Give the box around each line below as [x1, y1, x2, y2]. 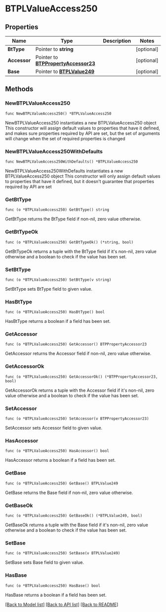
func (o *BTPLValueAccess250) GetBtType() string [5, 207, 110, 212]
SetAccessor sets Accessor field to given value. [5, 425, 103, 431]
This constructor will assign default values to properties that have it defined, [5, 125, 161, 131]
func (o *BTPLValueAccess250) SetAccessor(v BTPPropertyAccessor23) [5, 416, 149, 422]
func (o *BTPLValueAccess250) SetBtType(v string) [5, 277, 112, 282]
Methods [5, 85, 34, 93]
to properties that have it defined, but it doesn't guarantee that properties [5, 178, 155, 184]
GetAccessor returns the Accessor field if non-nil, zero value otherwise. [5, 351, 152, 357]
